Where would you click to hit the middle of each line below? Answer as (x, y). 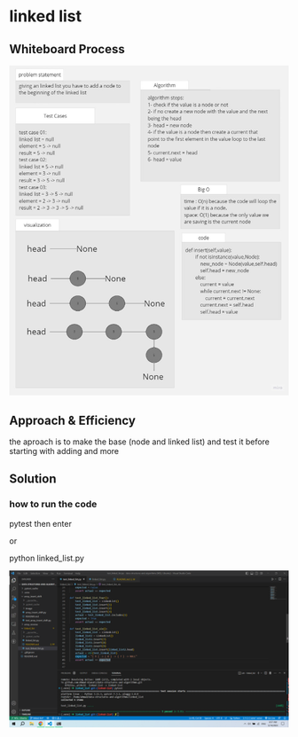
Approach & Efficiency (72, 420)
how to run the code (53, 505)
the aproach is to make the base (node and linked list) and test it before (140, 442)
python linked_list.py (47, 558)
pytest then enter (41, 523)
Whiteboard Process (67, 49)
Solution (33, 479)
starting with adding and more (64, 451)
